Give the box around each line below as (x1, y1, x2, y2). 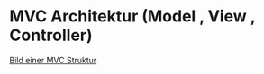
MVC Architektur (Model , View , (9, 6, 256, 27)
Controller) (9, 25, 93, 45)
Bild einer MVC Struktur (9, 54, 97, 65)
